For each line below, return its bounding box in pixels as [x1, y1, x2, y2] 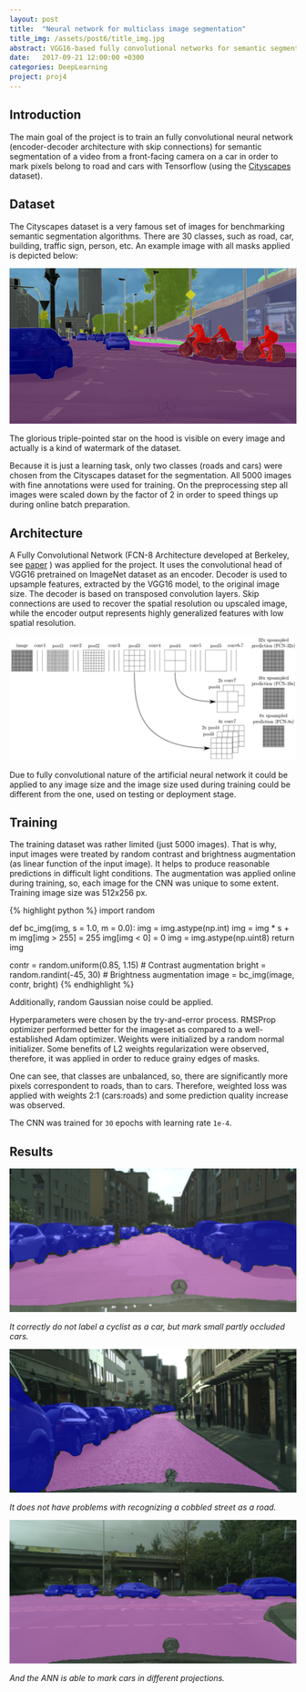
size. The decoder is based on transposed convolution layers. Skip [9, 589, 260, 600]
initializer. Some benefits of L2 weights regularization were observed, [9, 1043, 270, 1054]
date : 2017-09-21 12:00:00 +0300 [9, 53, 145, 63]
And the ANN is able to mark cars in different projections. [9, 1673, 225, 1684]
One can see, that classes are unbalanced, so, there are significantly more [9, 1071, 289, 1082]
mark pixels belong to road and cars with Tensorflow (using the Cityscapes [9, 160, 291, 171]
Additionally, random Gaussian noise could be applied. [9, 997, 214, 1008]
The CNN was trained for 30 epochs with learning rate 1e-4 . [9, 1117, 232, 1129]
